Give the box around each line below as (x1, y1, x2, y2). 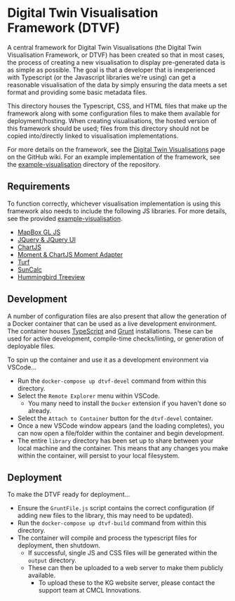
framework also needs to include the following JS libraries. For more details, (7, 206, 227, 215)
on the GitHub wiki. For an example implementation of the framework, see (7, 153, 221, 161)
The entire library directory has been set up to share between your (17, 436, 214, 445)
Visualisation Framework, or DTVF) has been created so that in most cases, (7, 51, 225, 59)
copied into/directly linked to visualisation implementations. (7, 132, 179, 140)
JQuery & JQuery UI (17, 235, 76, 243)
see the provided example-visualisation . (7, 214, 123, 222)
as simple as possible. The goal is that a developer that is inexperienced (7, 65, 215, 74)
